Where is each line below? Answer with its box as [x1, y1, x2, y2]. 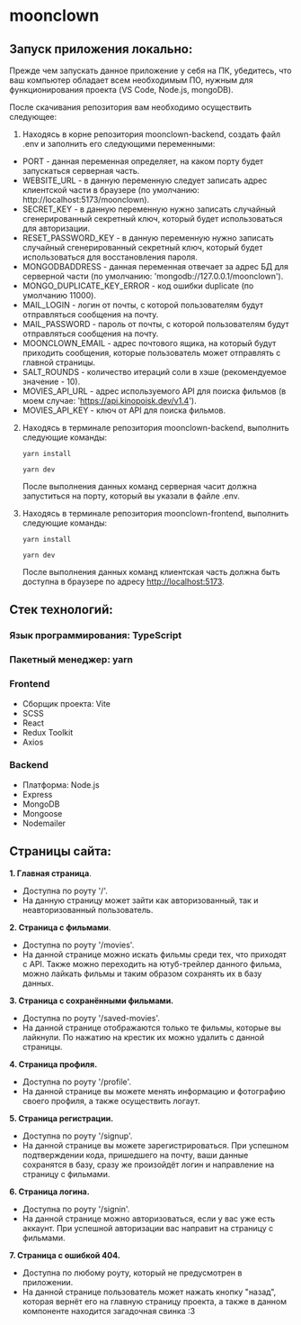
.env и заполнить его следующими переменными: [22, 139, 216, 149]
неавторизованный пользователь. [22, 904, 154, 915]
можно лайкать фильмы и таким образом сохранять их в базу [22, 968, 262, 979]
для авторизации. [22, 223, 91, 233]
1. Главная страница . [9, 867, 92, 879]
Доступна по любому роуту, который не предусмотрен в [22, 1267, 243, 1278]
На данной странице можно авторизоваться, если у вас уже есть [22, 1213, 276, 1224]
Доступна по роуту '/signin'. [22, 1203, 130, 1214]
